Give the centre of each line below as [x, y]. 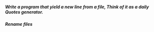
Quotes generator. [24, 12]
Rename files [19, 24]
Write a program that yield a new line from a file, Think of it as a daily [77, 7]
